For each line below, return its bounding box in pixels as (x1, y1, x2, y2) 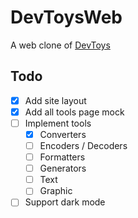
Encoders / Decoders (39, 140, 128, 151)
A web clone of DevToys (10, 39, 111, 51)
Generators (39, 162, 87, 175)
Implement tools (24, 117, 92, 129)
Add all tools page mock (24, 106, 125, 118)
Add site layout (24, 94, 87, 106)
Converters (39, 128, 87, 140)
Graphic (39, 185, 73, 197)
